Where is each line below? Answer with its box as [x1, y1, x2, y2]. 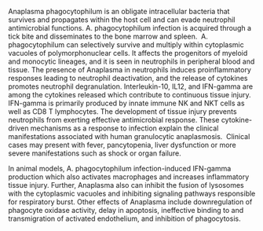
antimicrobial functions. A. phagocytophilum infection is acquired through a [8, 24, 252, 32]
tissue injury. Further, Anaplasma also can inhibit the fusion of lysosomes [8, 181, 245, 189]
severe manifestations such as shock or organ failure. [8, 148, 182, 158]
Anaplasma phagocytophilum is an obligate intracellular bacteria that [8, 7, 230, 16]
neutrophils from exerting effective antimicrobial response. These [8, 115, 220, 124]
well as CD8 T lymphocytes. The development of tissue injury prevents [8, 107, 237, 116]
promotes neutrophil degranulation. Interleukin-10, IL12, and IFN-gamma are [8, 82, 254, 91]
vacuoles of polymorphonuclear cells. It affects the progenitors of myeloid [8, 49, 248, 57]
